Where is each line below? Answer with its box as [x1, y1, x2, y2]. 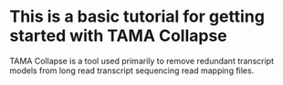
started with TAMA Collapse [9, 25, 228, 46]
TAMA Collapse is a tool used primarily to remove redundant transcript [9, 55, 274, 66]
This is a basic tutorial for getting [9, 6, 265, 27]
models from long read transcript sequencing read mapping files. [9, 65, 255, 76]
